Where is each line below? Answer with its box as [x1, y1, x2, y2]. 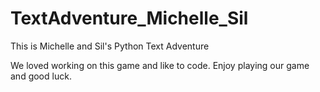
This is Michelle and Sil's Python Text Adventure [10, 40, 210, 52]
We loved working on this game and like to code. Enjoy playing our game [10, 59, 310, 71]
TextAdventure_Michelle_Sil [10, 7, 249, 30]
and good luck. [10, 70, 72, 82]
